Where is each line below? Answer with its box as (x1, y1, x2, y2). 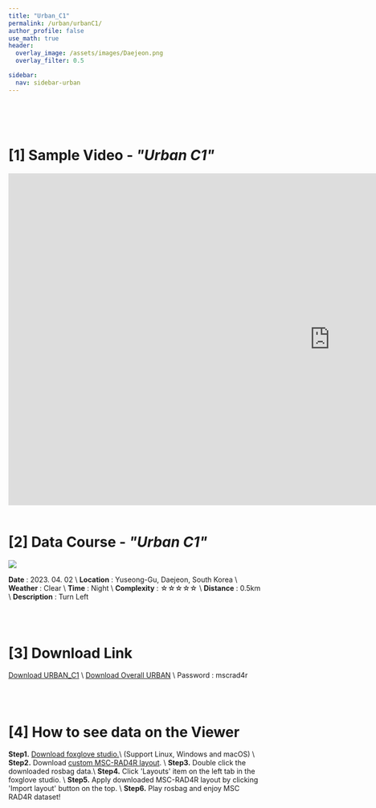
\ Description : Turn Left (8, 592, 89, 601)
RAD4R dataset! (8, 792, 61, 802)
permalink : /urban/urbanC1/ (8, 19, 103, 27)
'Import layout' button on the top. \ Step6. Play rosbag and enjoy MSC (8, 784, 240, 794)
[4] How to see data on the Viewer (8, 723, 240, 741)
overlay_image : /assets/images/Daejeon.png (15, 49, 163, 57)
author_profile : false (8, 27, 84, 35)
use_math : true (8, 34, 59, 43)
